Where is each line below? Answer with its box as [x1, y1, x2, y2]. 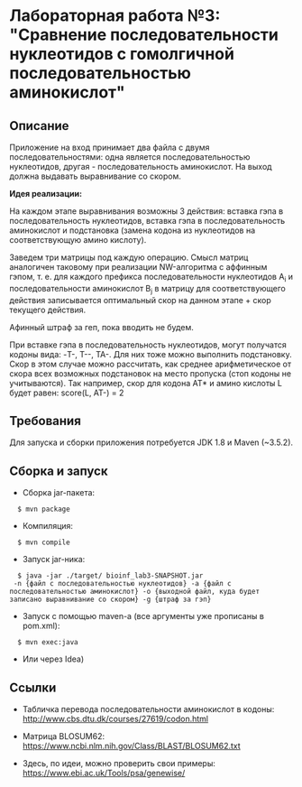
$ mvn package [17, 505, 70, 514]
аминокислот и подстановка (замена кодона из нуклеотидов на [9, 225, 256, 236]
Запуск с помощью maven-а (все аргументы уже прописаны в [22, 611, 264, 622]
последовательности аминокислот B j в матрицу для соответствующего [9, 282, 286, 296]
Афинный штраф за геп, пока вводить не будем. [9, 321, 194, 332]
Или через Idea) [22, 653, 85, 664]
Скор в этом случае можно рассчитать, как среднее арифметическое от [9, 358, 291, 369]
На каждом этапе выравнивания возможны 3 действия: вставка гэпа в [9, 206, 284, 217]
